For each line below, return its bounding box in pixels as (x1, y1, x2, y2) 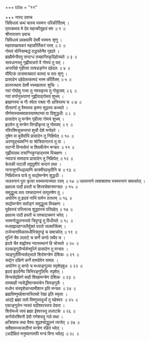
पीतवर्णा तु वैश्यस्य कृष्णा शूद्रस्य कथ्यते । (5, 105, 68, 110)
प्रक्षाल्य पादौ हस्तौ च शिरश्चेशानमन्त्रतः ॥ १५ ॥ (5, 184, 78, 190)
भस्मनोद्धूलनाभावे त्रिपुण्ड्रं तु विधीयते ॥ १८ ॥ (5, 218, 73, 223)
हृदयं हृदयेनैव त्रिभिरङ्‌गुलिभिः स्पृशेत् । (5, 269, 64, 274)
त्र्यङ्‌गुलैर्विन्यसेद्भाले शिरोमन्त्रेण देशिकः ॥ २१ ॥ (5, 252, 79, 258)
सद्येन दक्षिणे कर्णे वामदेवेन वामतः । (5, 257, 58, 263)
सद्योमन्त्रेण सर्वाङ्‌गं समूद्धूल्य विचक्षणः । (5, 201, 65, 206)
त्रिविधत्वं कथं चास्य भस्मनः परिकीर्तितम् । (5, 20, 69, 26)
